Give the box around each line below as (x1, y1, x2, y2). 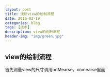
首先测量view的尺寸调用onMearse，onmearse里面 (5, 66, 106, 72)
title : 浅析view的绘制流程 (5, 12, 54, 16)
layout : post (5, 7, 31, 12)
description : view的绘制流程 (5, 29, 61, 34)
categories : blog (5, 20, 40, 26)
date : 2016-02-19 (5, 16, 40, 21)
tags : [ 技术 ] (5, 25, 30, 30)
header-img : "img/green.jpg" (5, 34, 64, 39)
